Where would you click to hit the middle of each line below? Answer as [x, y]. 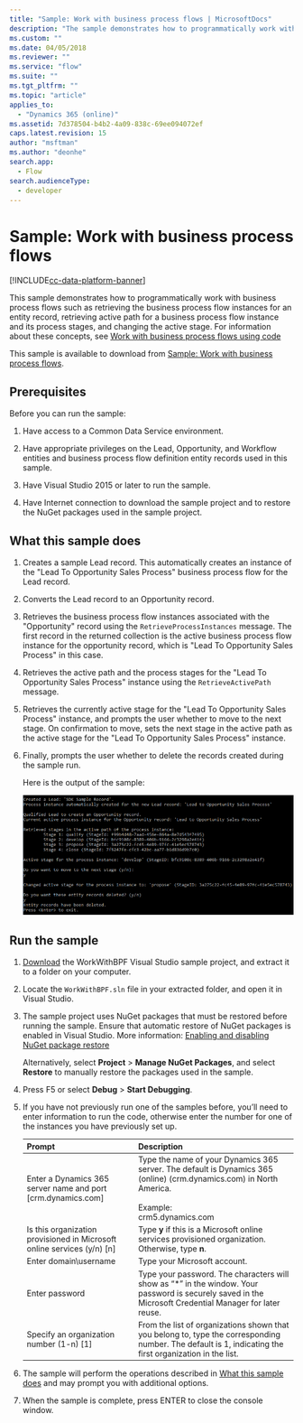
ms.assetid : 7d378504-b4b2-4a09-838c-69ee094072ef [106, 124]
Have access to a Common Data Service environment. [123, 431]
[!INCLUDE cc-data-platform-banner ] [78, 281]
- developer [40, 191]
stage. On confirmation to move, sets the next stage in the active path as [157, 728]
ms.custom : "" [36, 38]
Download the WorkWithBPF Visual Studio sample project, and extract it [156, 963]
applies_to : [32, 105]
